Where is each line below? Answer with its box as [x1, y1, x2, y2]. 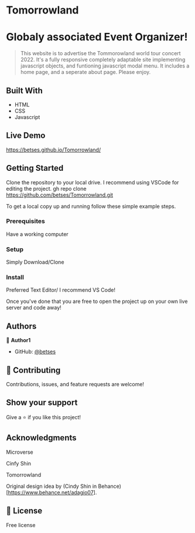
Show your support [6, 397, 78, 408]
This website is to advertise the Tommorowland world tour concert [20, 50, 181, 57]
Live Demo [6, 130, 46, 141]
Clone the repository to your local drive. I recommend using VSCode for [6, 178, 179, 185]
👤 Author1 [6, 337, 31, 344]
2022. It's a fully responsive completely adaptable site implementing [20, 56, 186, 63]
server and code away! [6, 304, 61, 311]
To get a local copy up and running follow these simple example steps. [6, 203, 176, 210]
